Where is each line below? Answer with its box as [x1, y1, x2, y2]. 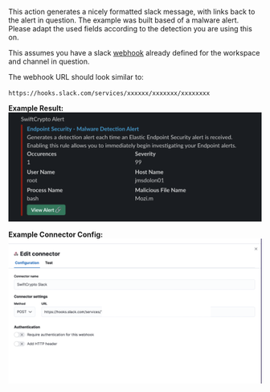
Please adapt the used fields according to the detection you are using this [8, 24, 253, 33]
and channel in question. [8, 56, 90, 66]
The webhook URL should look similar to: [8, 72, 145, 81]
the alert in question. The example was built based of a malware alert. [8, 15, 239, 25]
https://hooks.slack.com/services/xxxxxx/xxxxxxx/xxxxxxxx [8, 89, 211, 97]
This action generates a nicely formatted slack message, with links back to [8, 7, 256, 16]
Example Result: [8, 104, 64, 113]
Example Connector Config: [8, 229, 103, 240]
